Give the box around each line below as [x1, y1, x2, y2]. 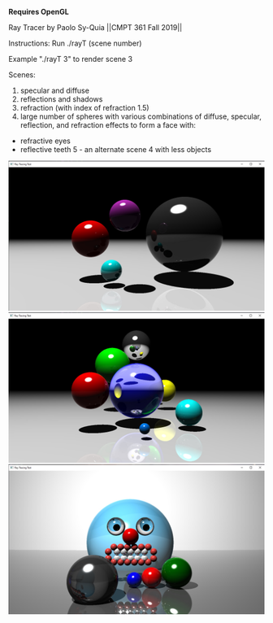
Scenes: [8, 70, 36, 80]
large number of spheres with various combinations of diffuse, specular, [19, 111, 262, 121]
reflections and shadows [19, 94, 103, 104]
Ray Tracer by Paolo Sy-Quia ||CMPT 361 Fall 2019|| [8, 23, 183, 32]
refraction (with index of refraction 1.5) [19, 103, 149, 112]
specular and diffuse [19, 85, 89, 95]
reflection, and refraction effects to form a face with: [19, 120, 197, 129]
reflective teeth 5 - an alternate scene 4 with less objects [19, 145, 212, 154]
